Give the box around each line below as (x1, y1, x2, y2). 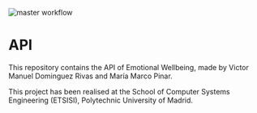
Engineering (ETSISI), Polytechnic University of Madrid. (8, 95, 193, 105)
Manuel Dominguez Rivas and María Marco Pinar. (8, 71, 173, 81)
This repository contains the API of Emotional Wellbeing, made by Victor (8, 62, 249, 72)
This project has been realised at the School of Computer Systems (8, 86, 230, 96)
